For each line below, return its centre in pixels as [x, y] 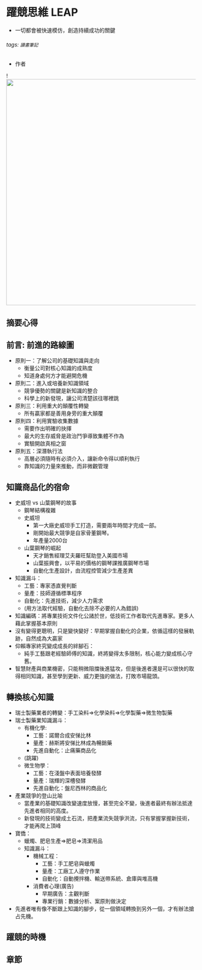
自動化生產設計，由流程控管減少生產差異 [83, 571]
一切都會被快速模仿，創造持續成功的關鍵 [65, 30]
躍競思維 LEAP [42, 12]
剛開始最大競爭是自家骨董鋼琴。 [72, 533]
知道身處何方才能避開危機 [56, 376]
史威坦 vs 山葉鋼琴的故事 [46, 503]
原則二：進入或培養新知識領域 [52, 383]
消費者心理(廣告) [53, 886]
